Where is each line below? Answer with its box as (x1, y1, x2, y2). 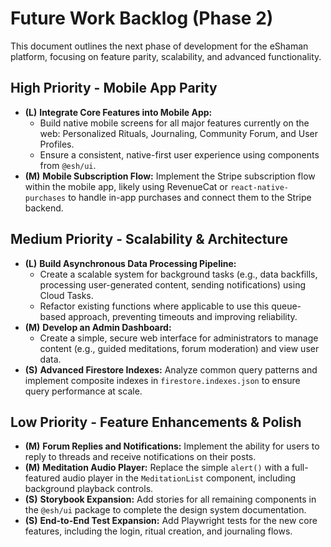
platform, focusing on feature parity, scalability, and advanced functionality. (10, 50, 322, 62)
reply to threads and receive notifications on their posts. (24, 451, 257, 463)
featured (24, 472, 61, 484)
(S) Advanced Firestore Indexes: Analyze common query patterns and (24, 363, 318, 376)
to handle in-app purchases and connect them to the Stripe (68, 191, 312, 203)
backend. (24, 202, 64, 214)
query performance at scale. (24, 385, 143, 397)
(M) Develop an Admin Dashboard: (24, 321, 172, 333)
